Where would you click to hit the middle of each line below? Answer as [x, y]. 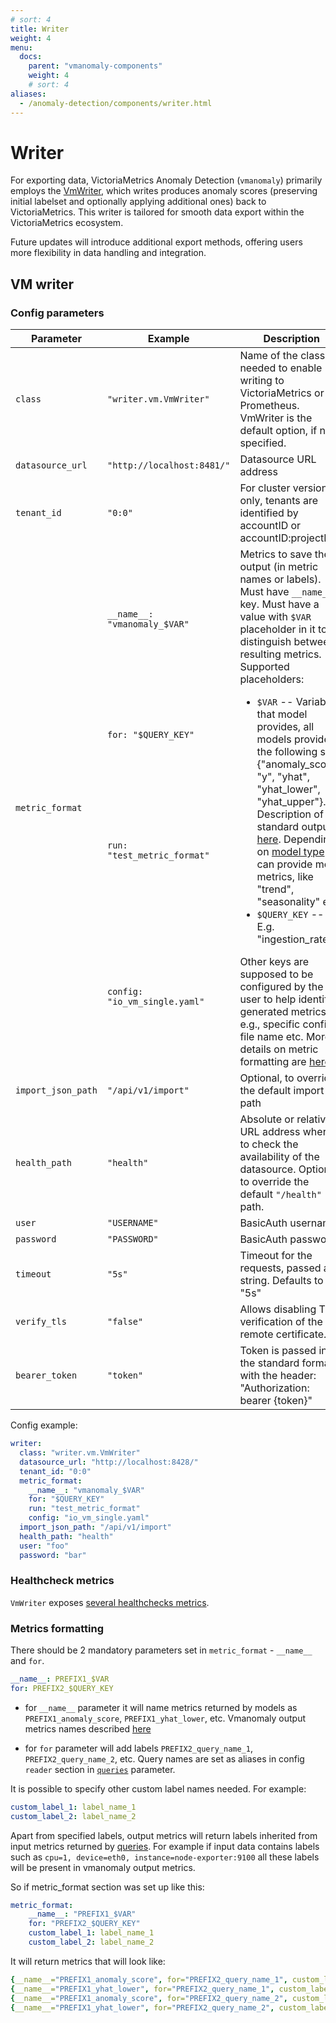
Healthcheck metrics [62, 1581]
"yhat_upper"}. [291, 802]
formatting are [273, 1062]
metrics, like [285, 877]
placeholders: [272, 679]
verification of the [281, 1322]
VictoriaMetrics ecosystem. [67, 223]
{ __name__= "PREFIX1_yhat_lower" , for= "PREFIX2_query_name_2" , [142, 2007]
